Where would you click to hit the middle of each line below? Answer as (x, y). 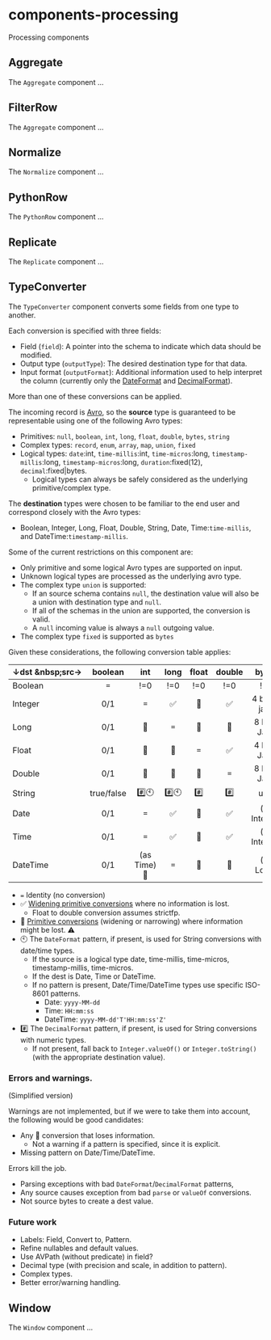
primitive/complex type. (71, 487)
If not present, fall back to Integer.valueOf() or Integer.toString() (144, 1048)
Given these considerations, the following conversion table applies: (120, 651)
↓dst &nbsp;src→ (47, 672)
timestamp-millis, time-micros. (83, 967)
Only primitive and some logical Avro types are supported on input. (131, 567)
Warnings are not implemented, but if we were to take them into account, (129, 1111)
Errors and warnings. (50, 1078)
